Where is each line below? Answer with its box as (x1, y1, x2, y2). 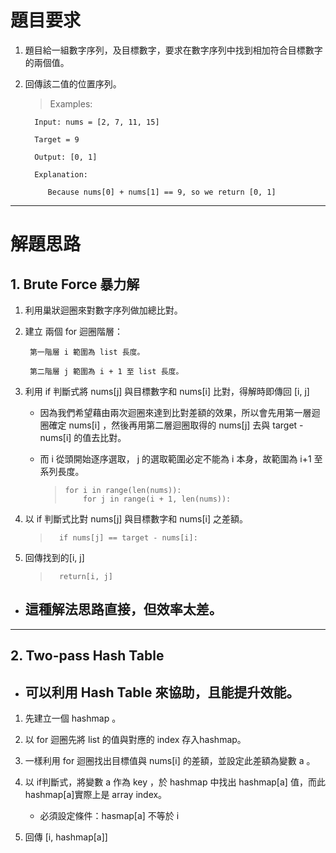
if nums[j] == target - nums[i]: (58, 532, 198, 543)
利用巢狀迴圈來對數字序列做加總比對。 (24, 304, 183, 316)
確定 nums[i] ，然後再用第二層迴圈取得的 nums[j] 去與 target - (48, 419, 304, 431)
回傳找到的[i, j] (24, 551, 85, 563)
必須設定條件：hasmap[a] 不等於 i (39, 809, 180, 821)
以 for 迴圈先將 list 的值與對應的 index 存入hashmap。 (24, 733, 247, 745)
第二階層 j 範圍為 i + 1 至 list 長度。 (29, 366, 184, 376)
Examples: (49, 97, 93, 110)
